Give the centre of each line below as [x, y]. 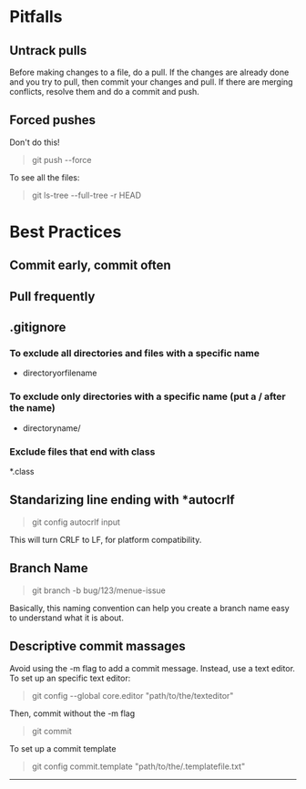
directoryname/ [51, 428]
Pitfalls [36, 17]
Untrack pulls [48, 51]
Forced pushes [53, 120]
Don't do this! [35, 142]
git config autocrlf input [76, 522]
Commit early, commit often [90, 266]
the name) [33, 408]
